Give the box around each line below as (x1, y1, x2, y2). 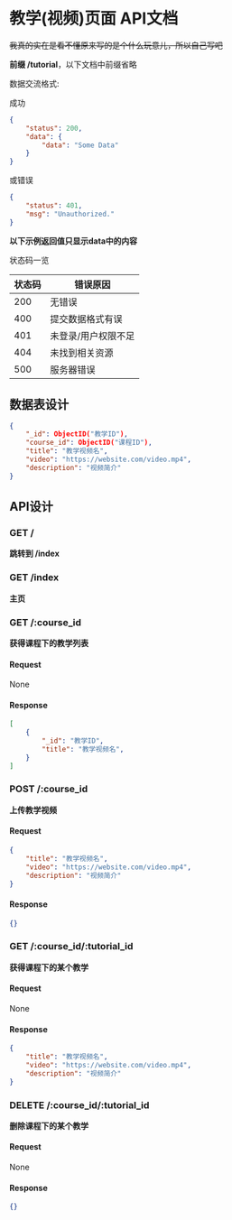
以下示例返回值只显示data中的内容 (9, 236, 138, 246)
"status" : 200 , (25, 124, 83, 133)
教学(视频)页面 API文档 (9, 8, 179, 29)
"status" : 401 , (25, 201, 83, 210)
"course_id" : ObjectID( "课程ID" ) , (25, 439, 153, 448)
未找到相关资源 (50, 347, 115, 359)
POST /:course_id (9, 782, 88, 795)
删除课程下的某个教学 (9, 1120, 88, 1131)
